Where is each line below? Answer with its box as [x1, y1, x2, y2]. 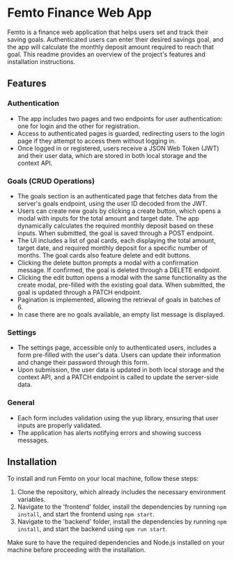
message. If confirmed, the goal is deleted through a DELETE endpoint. [17, 266, 221, 274]
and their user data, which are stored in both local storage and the [17, 151, 208, 159]
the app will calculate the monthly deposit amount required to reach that [7, 42, 214, 51]
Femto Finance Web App [7, 5, 152, 21]
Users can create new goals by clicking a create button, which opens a [17, 207, 221, 215]
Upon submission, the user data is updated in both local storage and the [17, 365, 225, 374]
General [7, 398, 35, 408]
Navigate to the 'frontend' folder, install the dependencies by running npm [17, 503, 227, 511]
